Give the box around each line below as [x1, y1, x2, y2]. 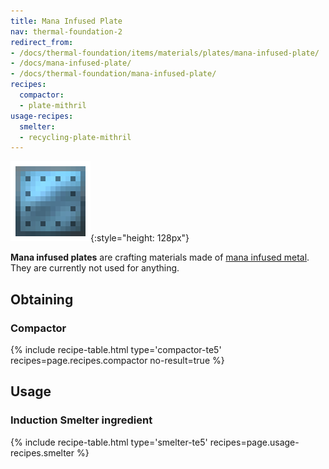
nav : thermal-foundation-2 [10, 26, 123, 37]
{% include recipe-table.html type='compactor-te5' [10, 343, 222, 355]
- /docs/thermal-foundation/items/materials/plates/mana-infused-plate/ [10, 48, 320, 58]
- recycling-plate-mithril [19, 132, 132, 142]
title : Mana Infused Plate [10, 16, 123, 26]
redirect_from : [10, 37, 74, 47]
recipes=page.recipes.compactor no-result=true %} [10, 354, 225, 366]
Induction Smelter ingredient [10, 413, 153, 427]
